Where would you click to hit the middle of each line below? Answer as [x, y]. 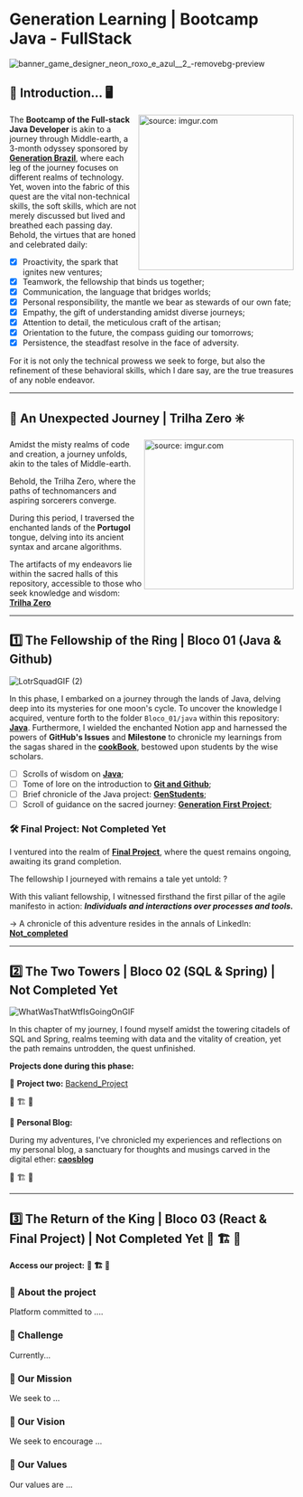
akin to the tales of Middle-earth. [70, 464]
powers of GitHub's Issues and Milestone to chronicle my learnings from [146, 737]
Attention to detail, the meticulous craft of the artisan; [121, 323]
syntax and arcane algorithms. [66, 547]
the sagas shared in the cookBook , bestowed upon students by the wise [144, 747]
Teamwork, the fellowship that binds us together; [113, 281]
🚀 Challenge [37, 1335]
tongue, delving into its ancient [67, 537]
